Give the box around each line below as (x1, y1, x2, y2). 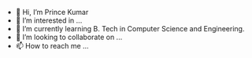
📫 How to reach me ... (15, 42, 89, 50)
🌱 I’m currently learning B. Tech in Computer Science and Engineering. (15, 24, 245, 33)
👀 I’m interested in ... (15, 16, 83, 25)
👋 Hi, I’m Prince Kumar (15, 8, 89, 16)
